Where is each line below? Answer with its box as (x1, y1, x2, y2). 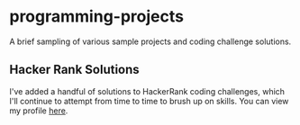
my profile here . (9, 105, 68, 116)
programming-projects (9, 6, 185, 27)
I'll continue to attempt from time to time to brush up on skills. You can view (9, 95, 289, 106)
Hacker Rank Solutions (9, 62, 140, 77)
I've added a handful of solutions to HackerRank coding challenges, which (9, 85, 286, 96)
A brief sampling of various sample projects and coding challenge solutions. (9, 36, 292, 47)
